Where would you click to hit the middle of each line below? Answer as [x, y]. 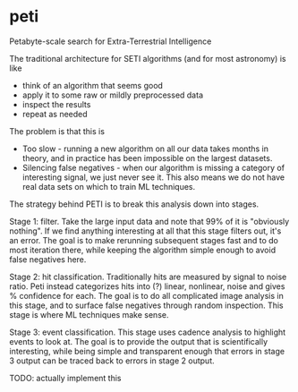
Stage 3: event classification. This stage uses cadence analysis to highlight [148, 332]
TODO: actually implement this [65, 378]
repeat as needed [55, 114]
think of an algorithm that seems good [93, 85]
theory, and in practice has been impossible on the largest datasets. [147, 158]
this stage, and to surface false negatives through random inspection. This [146, 305]
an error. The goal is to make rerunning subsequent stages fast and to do [144, 240]
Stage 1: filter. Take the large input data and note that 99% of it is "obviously [149, 221]
